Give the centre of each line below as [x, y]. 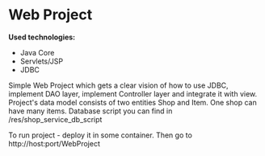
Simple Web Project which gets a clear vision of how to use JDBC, [118, 85]
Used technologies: [42, 37]
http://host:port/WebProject [55, 143]
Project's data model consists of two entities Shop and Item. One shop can [132, 102]
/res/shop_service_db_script [55, 119]
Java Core [37, 52]
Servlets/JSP [41, 61]
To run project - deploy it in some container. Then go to [100, 135]
